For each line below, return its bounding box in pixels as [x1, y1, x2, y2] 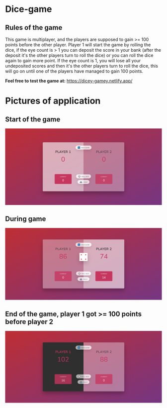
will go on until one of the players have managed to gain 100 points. [5, 68, 143, 74]
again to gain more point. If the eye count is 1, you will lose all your [5, 58, 141, 63]
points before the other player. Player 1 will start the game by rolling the [5, 42, 151, 48]
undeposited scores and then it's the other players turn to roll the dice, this [5, 63, 158, 69]
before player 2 [5, 317, 54, 326]
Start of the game [5, 115, 61, 123]
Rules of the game [5, 23, 63, 32]
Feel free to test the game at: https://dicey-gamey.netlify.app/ [5, 78, 133, 84]
